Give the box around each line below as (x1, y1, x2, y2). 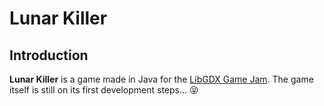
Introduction (9, 47, 89, 64)
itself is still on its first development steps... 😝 (9, 84, 199, 96)
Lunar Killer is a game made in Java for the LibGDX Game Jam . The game (9, 73, 314, 85)
